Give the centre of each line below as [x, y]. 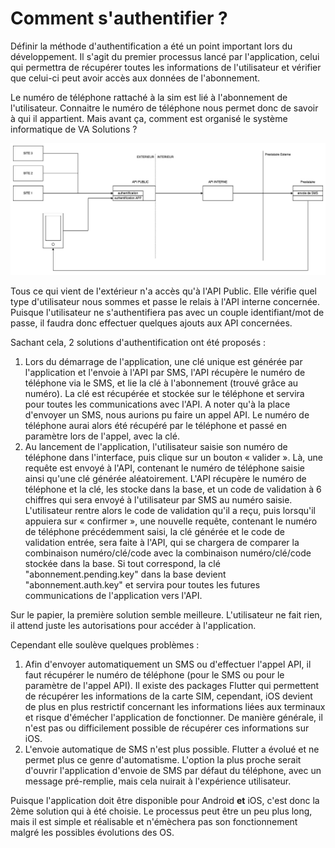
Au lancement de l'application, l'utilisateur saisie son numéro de [156, 447]
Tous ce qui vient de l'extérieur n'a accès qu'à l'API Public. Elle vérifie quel [164, 291]
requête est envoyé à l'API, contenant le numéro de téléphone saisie [164, 468]
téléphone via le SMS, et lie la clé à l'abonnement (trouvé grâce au [161, 383]
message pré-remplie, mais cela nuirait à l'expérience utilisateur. [158, 781]
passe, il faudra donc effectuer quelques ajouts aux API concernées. [151, 323]
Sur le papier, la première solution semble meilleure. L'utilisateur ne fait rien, [166, 615]
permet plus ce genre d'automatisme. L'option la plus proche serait [163, 760]
